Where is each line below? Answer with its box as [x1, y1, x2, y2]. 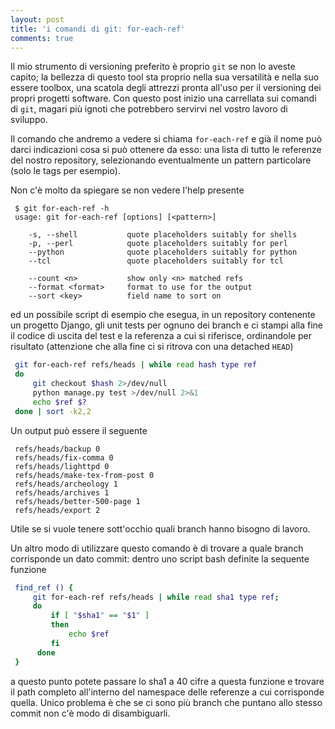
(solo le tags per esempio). [10, 165, 121, 177]
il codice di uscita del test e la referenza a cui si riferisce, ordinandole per [10, 330, 313, 342]
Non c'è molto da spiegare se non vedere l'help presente [10, 184, 245, 196]
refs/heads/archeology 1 [14, 479, 118, 489]
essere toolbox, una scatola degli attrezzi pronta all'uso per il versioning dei [10, 82, 322, 94]
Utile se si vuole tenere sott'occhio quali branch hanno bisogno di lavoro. [10, 522, 311, 535]
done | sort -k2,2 [14, 406, 92, 416]
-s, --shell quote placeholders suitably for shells [28, 230, 298, 240]
